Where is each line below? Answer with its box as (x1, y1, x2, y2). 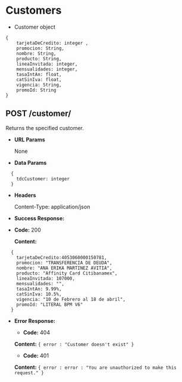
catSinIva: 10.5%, (16, 291, 62, 297)
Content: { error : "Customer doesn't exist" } (14, 340, 134, 347)
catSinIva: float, (16, 76, 62, 82)
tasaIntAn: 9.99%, (16, 286, 62, 292)
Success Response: (14, 214, 65, 221)
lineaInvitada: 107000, (16, 275, 76, 281)
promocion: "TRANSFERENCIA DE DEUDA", (16, 260, 112, 266)
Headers (14, 192, 36, 199)
